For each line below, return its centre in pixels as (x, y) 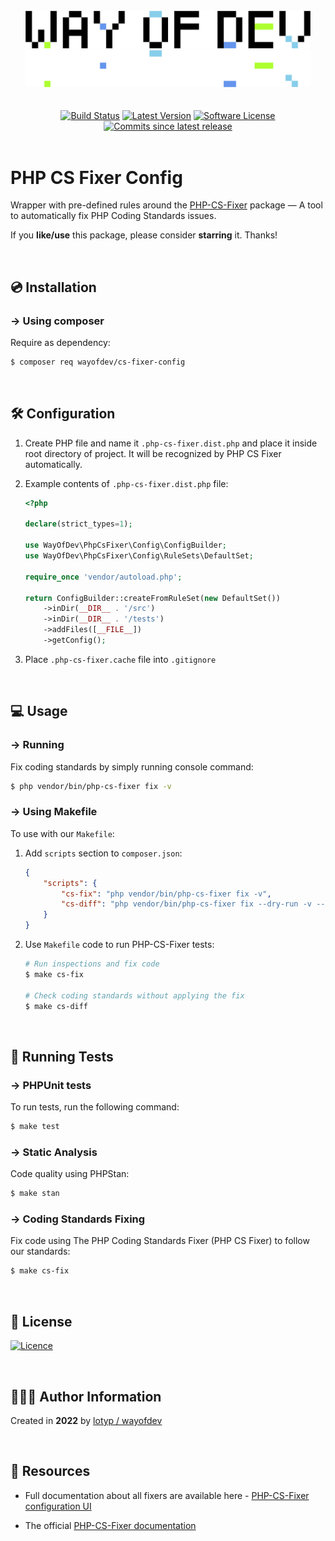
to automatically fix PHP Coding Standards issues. (113, 216)
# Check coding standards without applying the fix (134, 995)
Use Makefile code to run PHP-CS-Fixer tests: (119, 945)
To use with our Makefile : (62, 833)
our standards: (40, 1251)
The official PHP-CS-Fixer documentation (110, 1525)
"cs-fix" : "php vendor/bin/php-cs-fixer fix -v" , (166, 894)
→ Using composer (57, 321)
